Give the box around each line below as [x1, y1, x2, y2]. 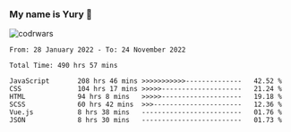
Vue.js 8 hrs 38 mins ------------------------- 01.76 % [9, 108, 282, 117]
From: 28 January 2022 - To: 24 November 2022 [9, 45, 186, 54]
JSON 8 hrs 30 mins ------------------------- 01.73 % [9, 116, 282, 125]
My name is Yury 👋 [9, 8, 92, 21]
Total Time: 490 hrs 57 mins [9, 62, 118, 70]
